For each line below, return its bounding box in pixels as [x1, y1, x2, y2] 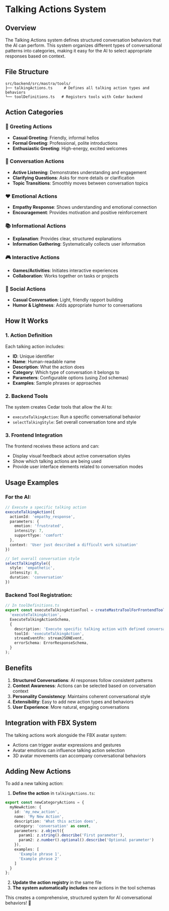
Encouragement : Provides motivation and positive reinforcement [12, 209, 147, 215]
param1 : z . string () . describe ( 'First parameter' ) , [18, 833, 125, 838]
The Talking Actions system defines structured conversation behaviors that [5, 37, 161, 43]
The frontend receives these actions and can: [5, 443, 100, 449]
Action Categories [5, 108, 64, 117]
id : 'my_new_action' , [14, 810, 59, 815]
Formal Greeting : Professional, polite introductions [12, 140, 118, 146]
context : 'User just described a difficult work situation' [10, 542, 138, 547]
